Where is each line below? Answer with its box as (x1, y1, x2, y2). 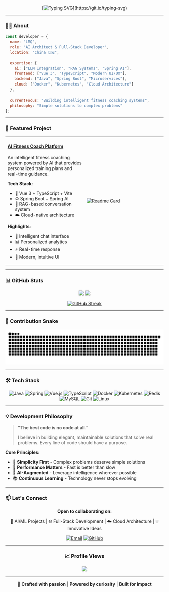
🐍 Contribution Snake (5, 318, 59, 325)
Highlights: (7, 223, 31, 229)
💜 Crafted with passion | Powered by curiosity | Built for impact (17, 581, 152, 587)
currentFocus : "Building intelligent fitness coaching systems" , (10, 98, 150, 103)
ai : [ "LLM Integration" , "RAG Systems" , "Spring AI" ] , (14, 66, 132, 71)
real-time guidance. (7, 171, 49, 177)
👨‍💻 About (5, 22, 29, 29)
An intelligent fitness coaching (7, 154, 70, 160)
